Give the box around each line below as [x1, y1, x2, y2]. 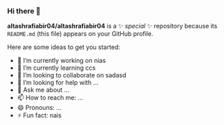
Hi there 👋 [7, 6, 41, 16]
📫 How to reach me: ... [17, 93, 84, 102]
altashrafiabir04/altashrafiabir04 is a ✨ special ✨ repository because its [7, 22, 218, 30]
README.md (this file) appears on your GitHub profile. [7, 30, 153, 38]
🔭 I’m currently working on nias [17, 57, 106, 65]
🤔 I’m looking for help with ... [17, 79, 99, 87]
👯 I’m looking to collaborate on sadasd [17, 71, 127, 79]
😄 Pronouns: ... [17, 104, 62, 112]
